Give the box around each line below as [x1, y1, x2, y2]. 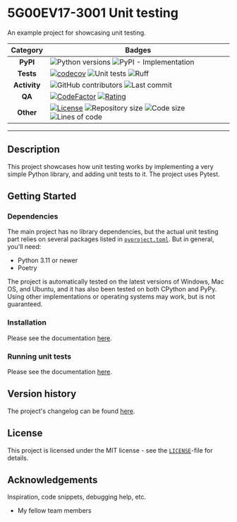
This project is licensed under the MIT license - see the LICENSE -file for [7, 446, 213, 454]
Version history [7, 388, 77, 400]
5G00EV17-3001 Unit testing [7, 5, 178, 21]
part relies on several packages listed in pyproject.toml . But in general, [7, 235, 214, 243]
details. [7, 453, 29, 462]
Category [11, 45, 44, 54]
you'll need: [7, 243, 42, 251]
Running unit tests [7, 352, 72, 361]
